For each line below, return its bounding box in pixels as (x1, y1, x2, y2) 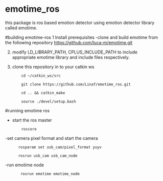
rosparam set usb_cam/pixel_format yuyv (18, 145, 102, 150)
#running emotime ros (5, 107, 50, 113)
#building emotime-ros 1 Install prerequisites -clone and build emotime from (5, 34, 158, 40)
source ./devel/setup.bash (21, 99, 76, 104)
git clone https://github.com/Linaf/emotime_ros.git (21, 82, 131, 87)
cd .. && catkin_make (21, 90, 65, 95)
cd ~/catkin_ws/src (21, 73, 61, 78)
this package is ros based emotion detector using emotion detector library (5, 20, 155, 26)
